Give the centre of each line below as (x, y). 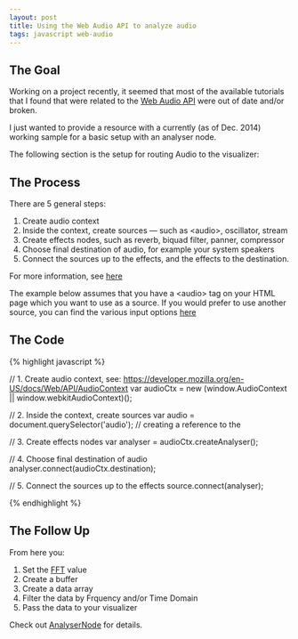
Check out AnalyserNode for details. (76, 625)
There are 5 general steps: (58, 204)
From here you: (37, 552)
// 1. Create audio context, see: (65, 378)
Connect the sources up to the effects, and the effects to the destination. (155, 259)
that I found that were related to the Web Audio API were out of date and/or (147, 101)
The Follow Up (50, 531)
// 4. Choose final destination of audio (79, 458)
